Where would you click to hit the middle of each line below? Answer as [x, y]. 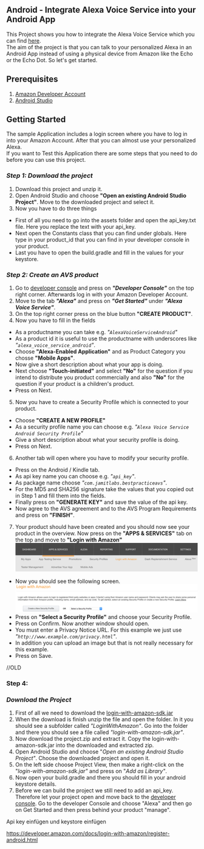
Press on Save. [34, 656]
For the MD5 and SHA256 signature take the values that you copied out [104, 489]
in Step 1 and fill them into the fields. [60, 496]
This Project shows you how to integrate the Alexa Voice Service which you [101, 34]
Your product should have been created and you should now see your [102, 527]
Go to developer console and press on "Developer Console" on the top [104, 288]
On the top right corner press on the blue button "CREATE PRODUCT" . [104, 314]
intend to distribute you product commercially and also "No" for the [100, 377]
